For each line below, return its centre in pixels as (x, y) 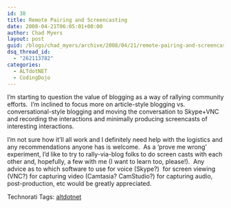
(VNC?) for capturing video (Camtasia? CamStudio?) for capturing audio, (110, 176)
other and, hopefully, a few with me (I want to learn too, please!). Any (106, 162)
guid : (15, 45)
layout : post (26, 39)
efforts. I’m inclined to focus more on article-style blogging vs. (96, 105)
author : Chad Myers (35, 33)
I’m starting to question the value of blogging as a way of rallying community (115, 97)
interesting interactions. (41, 126)
